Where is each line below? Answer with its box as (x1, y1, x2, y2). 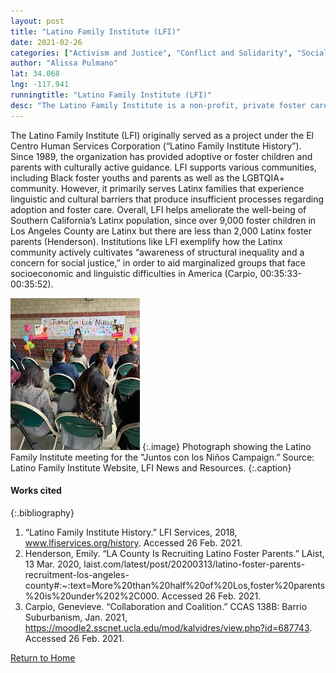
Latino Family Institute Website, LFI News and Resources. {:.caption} (10, 461, 292, 474)
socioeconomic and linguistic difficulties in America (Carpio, (10, 267, 258, 279)
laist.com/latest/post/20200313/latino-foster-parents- (83, 558, 306, 570)
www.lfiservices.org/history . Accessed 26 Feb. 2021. (24, 536, 243, 549)
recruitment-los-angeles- (24, 568, 130, 580)
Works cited (10, 485, 62, 497)
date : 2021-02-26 (10, 37, 83, 47)
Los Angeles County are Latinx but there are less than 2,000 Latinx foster (10, 225, 313, 237)
